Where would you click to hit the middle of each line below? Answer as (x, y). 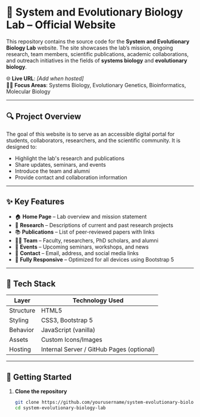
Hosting (20, 349)
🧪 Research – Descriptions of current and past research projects (94, 225)
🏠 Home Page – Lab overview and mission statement (81, 216)
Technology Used (98, 301)
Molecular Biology (28, 91)
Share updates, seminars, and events (60, 164)
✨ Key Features (35, 202)
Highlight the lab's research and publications (70, 158)
